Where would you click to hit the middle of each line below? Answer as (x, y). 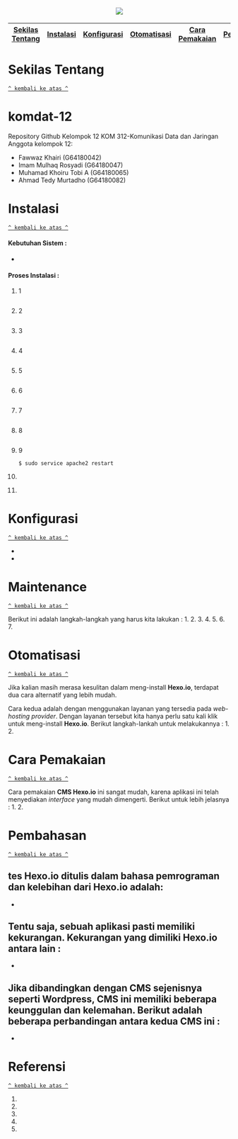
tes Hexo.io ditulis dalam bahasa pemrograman (114, 876)
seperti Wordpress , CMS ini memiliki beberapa (113, 999)
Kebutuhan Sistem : (38, 243)
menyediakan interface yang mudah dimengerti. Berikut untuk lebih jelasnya (119, 799)
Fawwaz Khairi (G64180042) (60, 157)
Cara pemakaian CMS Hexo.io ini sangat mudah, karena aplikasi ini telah (113, 792)
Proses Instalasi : (34, 275)
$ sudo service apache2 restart (66, 464)
